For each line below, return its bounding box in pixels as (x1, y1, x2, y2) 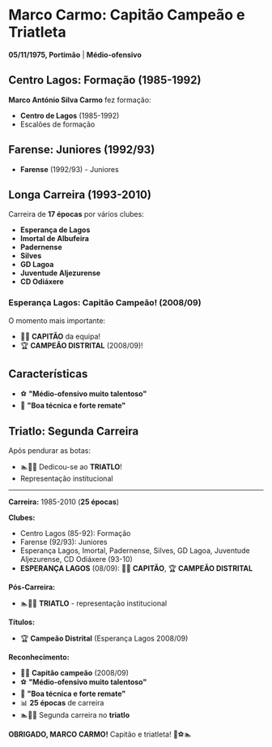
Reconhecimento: (8, 652, 70, 663)
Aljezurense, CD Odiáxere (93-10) (19, 555, 134, 564)
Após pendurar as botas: (8, 446, 91, 456)
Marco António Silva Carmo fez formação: (8, 95, 151, 105)
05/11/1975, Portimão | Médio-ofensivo (8, 50, 142, 59)
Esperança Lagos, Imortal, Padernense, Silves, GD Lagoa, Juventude (19, 546, 250, 555)
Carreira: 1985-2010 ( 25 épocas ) (8, 497, 120, 507)
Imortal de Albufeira (19, 234, 89, 244)
